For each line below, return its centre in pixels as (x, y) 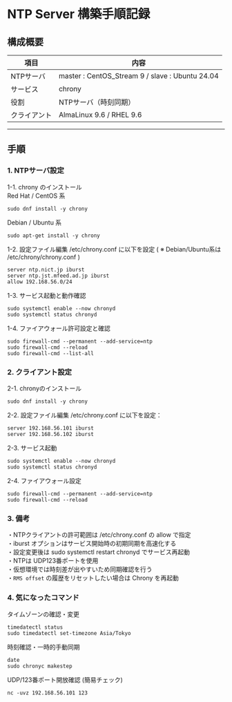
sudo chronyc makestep (40, 666)
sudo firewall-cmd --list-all (51, 353)
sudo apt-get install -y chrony (54, 236)
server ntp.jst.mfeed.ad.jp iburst (58, 276)
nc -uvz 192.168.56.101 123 (48, 693)
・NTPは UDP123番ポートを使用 (53, 561)
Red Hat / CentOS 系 (36, 196)
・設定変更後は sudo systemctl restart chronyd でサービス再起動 (98, 552)
